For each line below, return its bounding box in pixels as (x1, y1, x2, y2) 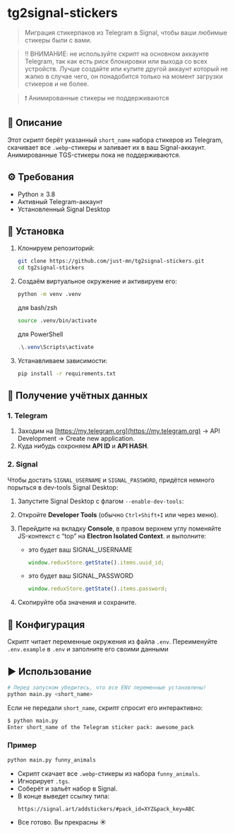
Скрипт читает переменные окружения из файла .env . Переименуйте (7, 637, 217, 646)
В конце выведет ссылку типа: (17, 791, 110, 800)
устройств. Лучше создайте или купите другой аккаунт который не (24, 64, 228, 73)
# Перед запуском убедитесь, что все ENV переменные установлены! (7, 684, 207, 691)
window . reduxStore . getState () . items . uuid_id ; (28, 559, 164, 566)
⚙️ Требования (7, 171, 74, 183)
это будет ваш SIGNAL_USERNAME (28, 545, 133, 554)
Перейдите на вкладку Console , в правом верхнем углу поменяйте (17, 524, 222, 533)
